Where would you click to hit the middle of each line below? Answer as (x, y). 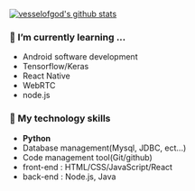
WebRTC (39, 86)
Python (37, 138)
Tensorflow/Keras (56, 67)
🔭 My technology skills (60, 119)
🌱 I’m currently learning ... (68, 37)
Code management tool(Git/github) (88, 157)
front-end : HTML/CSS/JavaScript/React (97, 167)
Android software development (80, 57)
